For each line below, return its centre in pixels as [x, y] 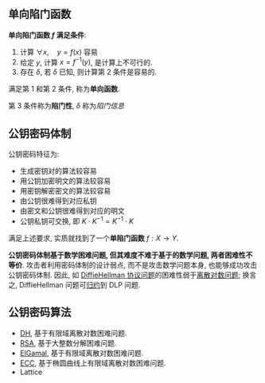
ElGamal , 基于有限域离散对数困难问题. [82, 353]
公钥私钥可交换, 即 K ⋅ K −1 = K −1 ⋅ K [76, 220]
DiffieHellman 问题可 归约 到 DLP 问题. [80, 284]
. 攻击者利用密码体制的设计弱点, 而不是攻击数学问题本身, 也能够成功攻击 [140, 264]
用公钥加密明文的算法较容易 [65, 181]
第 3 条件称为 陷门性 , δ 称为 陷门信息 [66, 106]
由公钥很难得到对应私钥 [58, 201]
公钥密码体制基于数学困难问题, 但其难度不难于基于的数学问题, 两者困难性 [127, 255]
